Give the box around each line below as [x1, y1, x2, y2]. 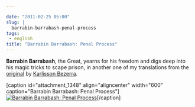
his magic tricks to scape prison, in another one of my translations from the [6, 64, 189, 71]
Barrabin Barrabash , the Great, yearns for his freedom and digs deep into [6, 57, 186, 64]
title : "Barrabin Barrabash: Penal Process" [6, 41, 118, 47]
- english [8, 36, 33, 42]
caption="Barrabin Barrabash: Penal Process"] [6, 88, 120, 95]
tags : [6, 30, 19, 36]
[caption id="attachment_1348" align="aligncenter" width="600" [6, 82, 164, 89]
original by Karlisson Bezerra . [6, 70, 78, 77]
